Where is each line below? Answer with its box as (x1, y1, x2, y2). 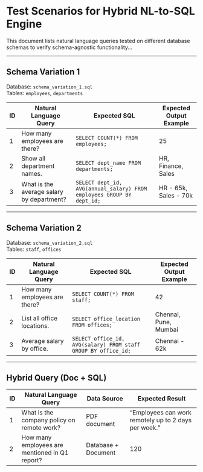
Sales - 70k (159, 191, 193, 199)
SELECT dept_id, (75, 179, 123, 186)
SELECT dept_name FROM (75, 159, 141, 166)
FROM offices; (72, 321, 113, 328)
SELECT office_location (72, 315, 141, 322)
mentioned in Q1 (21, 448, 69, 457)
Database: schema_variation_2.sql (6, 239, 93, 246)
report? (21, 456, 42, 465)
